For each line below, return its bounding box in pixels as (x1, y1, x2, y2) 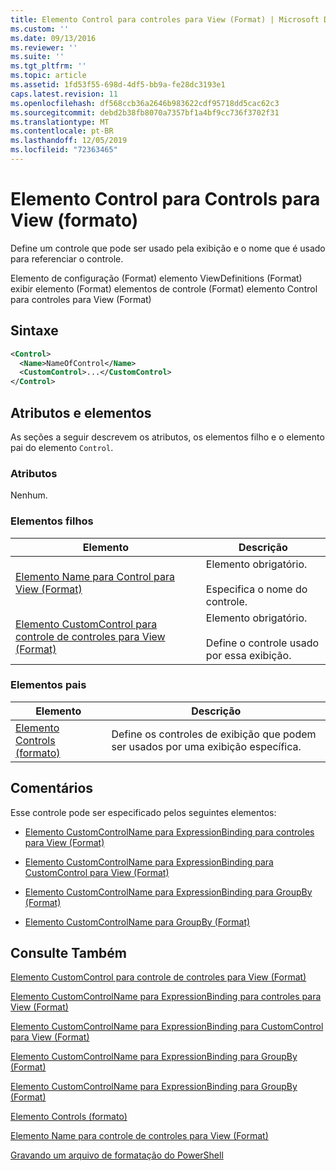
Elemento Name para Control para (15, 569, 175, 583)
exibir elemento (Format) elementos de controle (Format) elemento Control (10, 282, 318, 295)
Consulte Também (10, 945, 128, 962)
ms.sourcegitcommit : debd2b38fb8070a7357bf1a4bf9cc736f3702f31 (10, 107, 280, 118)
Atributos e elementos (10, 404, 152, 421)
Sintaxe (10, 322, 59, 340)
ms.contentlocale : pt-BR (10, 126, 114, 136)
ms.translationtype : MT (10, 117, 110, 127)
